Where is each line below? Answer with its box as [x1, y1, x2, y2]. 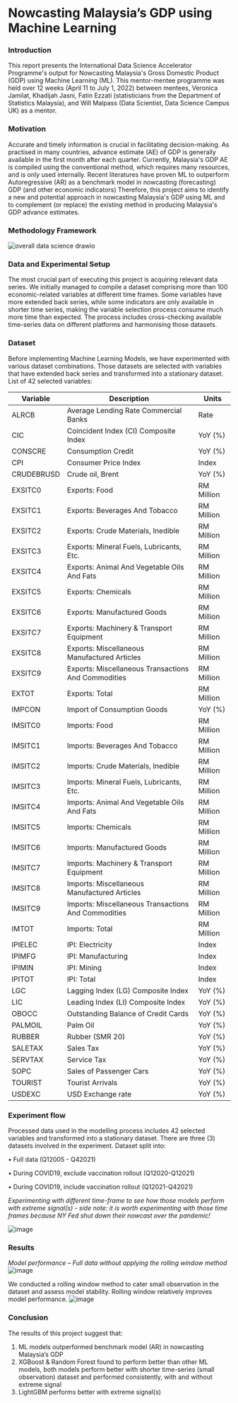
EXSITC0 [11, 485, 42, 495]
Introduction [8, 45, 52, 55]
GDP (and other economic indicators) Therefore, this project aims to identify [8, 185, 230, 194]
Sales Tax [66, 1043, 100, 1053]
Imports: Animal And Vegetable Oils [66, 797, 184, 807]
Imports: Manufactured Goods [66, 842, 167, 852]
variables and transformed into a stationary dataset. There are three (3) [8, 1133, 215, 1142]
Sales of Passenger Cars [66, 1066, 149, 1076]
